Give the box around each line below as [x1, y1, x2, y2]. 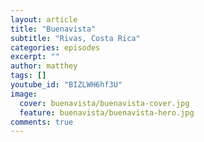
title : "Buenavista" [10, 24, 97, 34]
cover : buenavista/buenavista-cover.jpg [19, 98, 190, 108]
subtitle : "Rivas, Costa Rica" [10, 33, 141, 43]
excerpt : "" [10, 52, 60, 62]
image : [10, 89, 38, 99]
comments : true [10, 117, 74, 127]
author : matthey [10, 61, 78, 71]
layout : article [10, 14, 78, 25]
